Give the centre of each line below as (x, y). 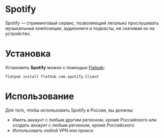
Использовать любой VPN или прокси (53, 130)
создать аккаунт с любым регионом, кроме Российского (73, 125)
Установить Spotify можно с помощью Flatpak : (55, 67)
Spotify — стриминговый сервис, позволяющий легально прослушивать (82, 23)
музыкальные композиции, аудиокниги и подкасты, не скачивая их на (80, 28)
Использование (40, 96)
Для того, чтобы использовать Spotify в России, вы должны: (70, 110)
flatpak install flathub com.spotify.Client (52, 76)
